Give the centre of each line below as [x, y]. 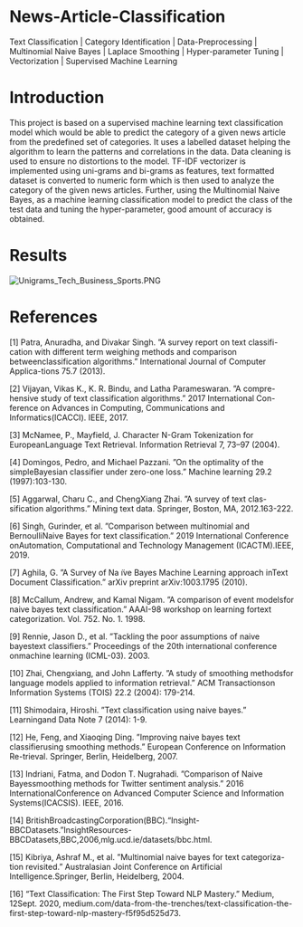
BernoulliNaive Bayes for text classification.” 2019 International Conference [149, 535]
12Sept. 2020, [35, 903]
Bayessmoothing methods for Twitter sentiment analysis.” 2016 [127, 783]
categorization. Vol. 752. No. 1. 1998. [77, 618]
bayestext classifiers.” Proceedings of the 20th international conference [143, 645]
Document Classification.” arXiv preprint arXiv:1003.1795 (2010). [129, 582]
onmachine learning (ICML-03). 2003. [80, 655]
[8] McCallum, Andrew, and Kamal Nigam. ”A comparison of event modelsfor [152, 599]
